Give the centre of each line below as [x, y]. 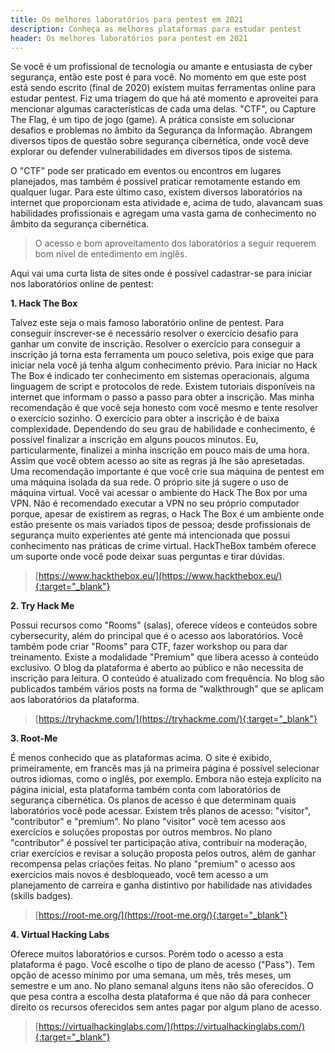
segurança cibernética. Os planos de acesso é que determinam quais [153, 800]
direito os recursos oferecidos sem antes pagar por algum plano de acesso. [166, 1007]
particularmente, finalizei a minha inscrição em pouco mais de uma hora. [160, 450]
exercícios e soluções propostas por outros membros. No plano [141, 832]
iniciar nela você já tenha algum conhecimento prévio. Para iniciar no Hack [164, 365]
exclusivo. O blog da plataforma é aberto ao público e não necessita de [157, 668]
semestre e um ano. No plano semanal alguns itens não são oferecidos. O [162, 986]
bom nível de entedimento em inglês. [111, 254]
